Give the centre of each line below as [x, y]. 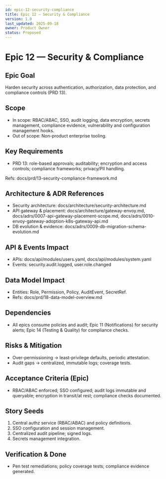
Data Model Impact [35, 280]
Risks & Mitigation [33, 346]
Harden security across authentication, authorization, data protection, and [81, 87]
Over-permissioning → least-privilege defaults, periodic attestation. [81, 357]
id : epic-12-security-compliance [40, 10]
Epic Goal [20, 75]
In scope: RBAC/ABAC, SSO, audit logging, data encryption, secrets [81, 120]
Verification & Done [36, 454]
